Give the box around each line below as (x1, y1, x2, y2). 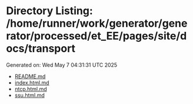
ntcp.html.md (14, 85, 47, 92)
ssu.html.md (14, 92, 45, 99)
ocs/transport (6, 42, 75, 56)
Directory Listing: (6, 4, 93, 18)
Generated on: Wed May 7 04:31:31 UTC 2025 (6, 61, 118, 69)
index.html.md (14, 79, 49, 86)
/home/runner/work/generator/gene (6, 17, 188, 30)
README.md (14, 73, 46, 80)
